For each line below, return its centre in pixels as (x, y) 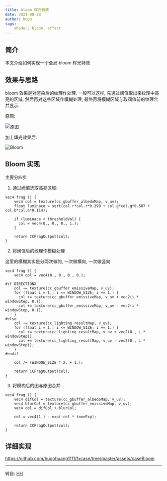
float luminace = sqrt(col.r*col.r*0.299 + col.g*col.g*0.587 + (82, 206)
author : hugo (19, 19)
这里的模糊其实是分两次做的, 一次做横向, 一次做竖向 (58, 261)
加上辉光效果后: (21, 137)
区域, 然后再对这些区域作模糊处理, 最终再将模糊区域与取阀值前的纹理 (84, 99)
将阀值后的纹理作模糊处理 (39, 250)
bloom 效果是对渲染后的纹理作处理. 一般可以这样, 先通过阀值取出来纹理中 (80, 93)
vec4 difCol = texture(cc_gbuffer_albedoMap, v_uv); (70, 399)
